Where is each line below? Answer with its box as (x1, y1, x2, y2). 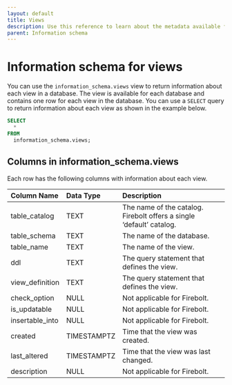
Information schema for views (7, 59, 183, 75)
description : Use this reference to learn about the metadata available (7, 23, 221, 30)
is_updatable (10, 304, 52, 314)
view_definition (10, 277, 60, 287)
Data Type (66, 191, 101, 200)
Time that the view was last (122, 346, 211, 356)
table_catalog (10, 211, 55, 220)
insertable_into (10, 315, 59, 325)
